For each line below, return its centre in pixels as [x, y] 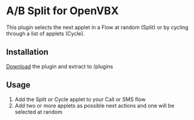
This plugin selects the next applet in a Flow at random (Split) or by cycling [97, 27]
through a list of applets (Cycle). [45, 33]
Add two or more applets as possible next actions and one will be [95, 105]
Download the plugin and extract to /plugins [60, 66]
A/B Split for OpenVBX [63, 11]
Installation [27, 52]
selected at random [39, 112]
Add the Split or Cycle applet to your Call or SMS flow [80, 99]
